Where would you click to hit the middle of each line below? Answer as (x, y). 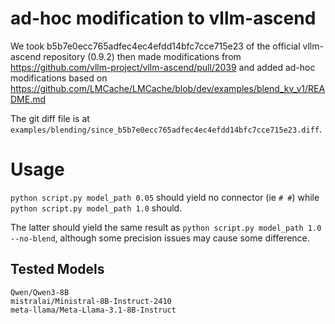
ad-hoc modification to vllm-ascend (163, 18)
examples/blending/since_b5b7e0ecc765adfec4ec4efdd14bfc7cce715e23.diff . (166, 129)
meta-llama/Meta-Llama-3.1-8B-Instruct (93, 310)
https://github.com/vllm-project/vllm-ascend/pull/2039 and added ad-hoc (163, 67)
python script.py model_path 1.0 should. (96, 208)
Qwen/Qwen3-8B (40, 292)
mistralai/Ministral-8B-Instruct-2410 (91, 301)
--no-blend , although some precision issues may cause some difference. (160, 238)
